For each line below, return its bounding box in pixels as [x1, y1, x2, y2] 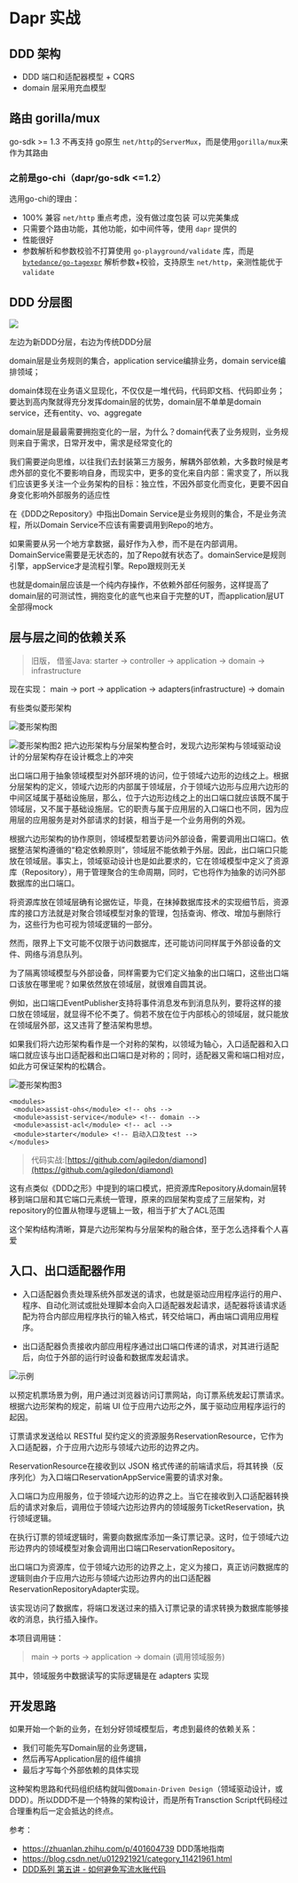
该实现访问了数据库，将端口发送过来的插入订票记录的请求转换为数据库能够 [9, 1603, 281, 1613]
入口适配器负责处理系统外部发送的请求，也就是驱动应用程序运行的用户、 [21, 1288, 286, 1299]
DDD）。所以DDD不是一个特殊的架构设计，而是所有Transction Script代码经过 [9, 1794, 288, 1806]
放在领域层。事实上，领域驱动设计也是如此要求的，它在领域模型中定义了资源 [9, 855, 289, 866]
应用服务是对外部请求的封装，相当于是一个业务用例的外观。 [32, 814, 250, 825]
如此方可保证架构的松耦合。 [9, 1060, 111, 1071]
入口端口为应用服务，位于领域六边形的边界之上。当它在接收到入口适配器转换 [9, 1490, 289, 1501]
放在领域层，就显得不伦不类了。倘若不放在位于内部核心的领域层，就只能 [16, 1008, 281, 1019]
